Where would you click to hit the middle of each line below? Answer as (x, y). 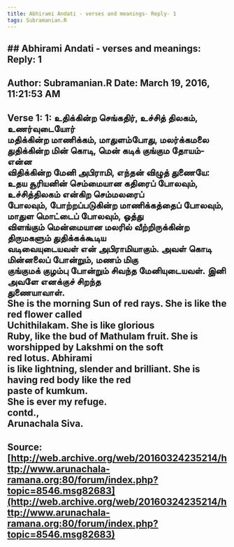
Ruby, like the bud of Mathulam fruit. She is (103, 336)
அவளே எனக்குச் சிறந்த (54, 281)
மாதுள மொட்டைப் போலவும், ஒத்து (75, 216)
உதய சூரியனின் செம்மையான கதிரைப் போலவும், (103, 183)
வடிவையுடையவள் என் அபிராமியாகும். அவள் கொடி (109, 249)
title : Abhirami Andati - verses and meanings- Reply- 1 (92, 14)
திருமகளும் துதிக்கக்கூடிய (57, 238)
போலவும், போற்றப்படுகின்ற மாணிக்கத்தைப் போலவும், (116, 205)
